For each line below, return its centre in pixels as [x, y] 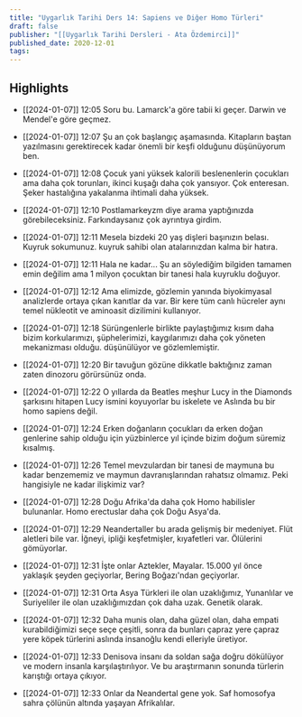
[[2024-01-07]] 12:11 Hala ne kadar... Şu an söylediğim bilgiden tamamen [157, 264]
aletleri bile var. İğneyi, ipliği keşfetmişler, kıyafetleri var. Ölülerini [142, 538]
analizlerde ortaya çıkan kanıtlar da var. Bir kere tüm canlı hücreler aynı [154, 301]
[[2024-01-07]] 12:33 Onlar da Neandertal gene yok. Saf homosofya [149, 693]
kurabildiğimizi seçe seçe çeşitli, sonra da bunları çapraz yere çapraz [151, 629]
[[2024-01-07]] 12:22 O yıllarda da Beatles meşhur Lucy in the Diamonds [157, 391]
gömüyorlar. [45, 548]
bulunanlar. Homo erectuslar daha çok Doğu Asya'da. [121, 511]
